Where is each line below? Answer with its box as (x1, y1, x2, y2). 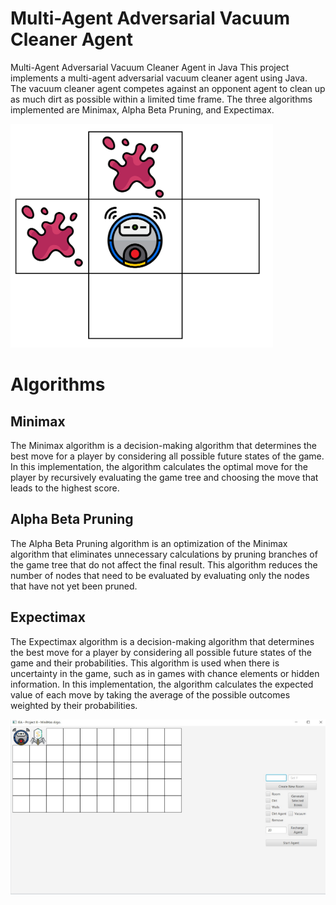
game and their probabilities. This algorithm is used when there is (10, 657, 280, 669)
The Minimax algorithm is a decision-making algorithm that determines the (10, 439, 318, 451)
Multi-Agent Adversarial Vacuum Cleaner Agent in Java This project (10, 61, 290, 73)
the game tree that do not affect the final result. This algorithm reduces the (10, 558, 318, 571)
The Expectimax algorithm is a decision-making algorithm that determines (10, 635, 315, 647)
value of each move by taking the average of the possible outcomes (10, 688, 291, 701)
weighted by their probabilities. (10, 699, 138, 711)
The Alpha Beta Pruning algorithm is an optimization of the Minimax (10, 537, 288, 549)
